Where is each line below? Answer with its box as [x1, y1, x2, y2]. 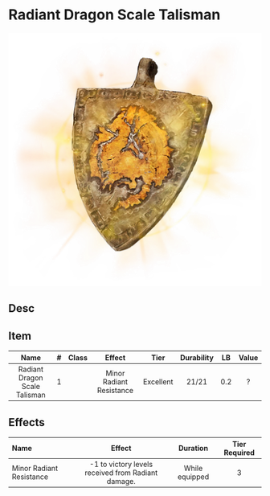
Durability [179, 352, 215, 363]
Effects [8, 416, 46, 429]
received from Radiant [84, 468, 158, 478]
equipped [177, 472, 210, 482]
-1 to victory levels [89, 459, 153, 469]
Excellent [143, 377, 174, 387]
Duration [178, 444, 209, 453]
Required [223, 448, 256, 457]
